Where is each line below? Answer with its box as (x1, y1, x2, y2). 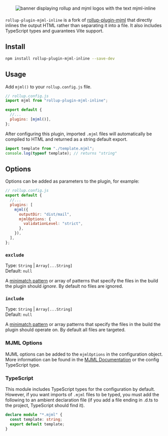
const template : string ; (10, 417, 63, 422)
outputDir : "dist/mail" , (18, 212, 72, 217)
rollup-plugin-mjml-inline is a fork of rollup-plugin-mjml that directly (5, 17, 153, 23)
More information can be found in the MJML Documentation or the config (5, 356, 159, 362)
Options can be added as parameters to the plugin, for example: (5, 178, 139, 184)
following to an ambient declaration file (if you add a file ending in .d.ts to (5, 397, 159, 403)
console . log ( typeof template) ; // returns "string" (5, 151, 117, 156)
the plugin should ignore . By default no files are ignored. (5, 283, 123, 289)
